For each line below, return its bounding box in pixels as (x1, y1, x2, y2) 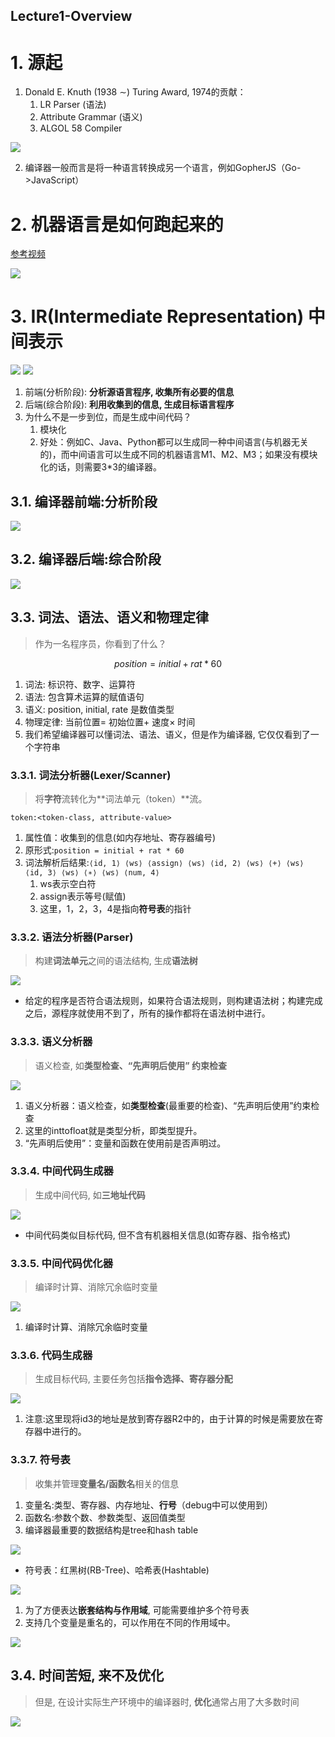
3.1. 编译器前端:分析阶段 (10, 493, 158, 510)
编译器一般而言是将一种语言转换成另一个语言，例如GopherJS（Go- (24, 162, 302, 174)
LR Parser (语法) (39, 99, 107, 111)
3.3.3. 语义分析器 (10, 1035, 93, 1049)
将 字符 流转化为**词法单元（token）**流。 (34, 792, 208, 804)
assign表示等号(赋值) (39, 890, 127, 902)
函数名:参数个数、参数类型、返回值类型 (24, 1511, 186, 1523)
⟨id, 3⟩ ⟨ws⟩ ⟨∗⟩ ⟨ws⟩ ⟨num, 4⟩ (24, 867, 160, 878)
